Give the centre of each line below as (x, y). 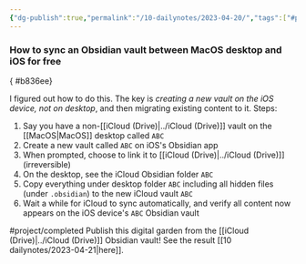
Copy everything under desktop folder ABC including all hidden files (148, 184)
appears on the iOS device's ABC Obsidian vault (111, 213)
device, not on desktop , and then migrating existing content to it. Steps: (143, 108)
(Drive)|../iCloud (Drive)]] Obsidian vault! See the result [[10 (121, 240)
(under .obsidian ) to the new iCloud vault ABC (107, 193)
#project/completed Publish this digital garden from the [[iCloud (129, 230)
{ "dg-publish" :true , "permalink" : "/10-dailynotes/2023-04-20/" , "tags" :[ (148, 18)
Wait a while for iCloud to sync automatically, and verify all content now (157, 203)
